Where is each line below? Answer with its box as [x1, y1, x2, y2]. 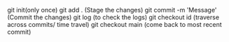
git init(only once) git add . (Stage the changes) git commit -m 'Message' [7, 6, 217, 14]
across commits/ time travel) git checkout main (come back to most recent [7, 21, 222, 28]
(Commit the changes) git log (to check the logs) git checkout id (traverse [7, 13, 219, 21]
